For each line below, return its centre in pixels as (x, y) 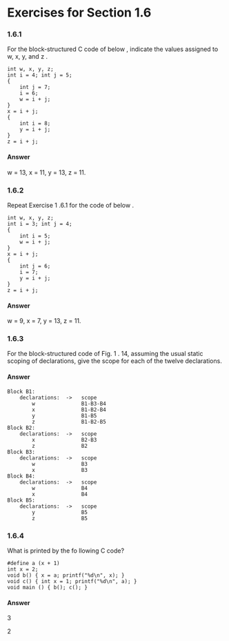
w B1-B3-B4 (69, 404)
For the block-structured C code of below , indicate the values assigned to (113, 49)
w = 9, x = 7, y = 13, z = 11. (44, 321)
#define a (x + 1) (33, 563)
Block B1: (21, 391)
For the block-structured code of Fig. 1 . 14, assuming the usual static (105, 354)
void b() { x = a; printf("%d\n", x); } (66, 575)
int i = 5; (35, 236)
